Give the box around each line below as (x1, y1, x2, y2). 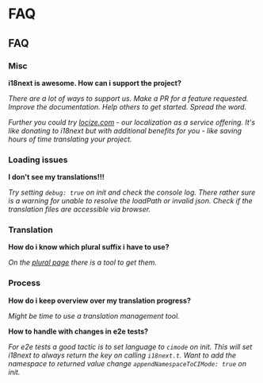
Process (8, 277, 41, 288)
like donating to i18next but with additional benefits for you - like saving (8, 126, 242, 135)
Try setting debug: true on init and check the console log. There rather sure (8, 188, 256, 197)
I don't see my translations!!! (8, 172, 105, 182)
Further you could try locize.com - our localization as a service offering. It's (8, 117, 256, 127)
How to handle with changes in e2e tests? (8, 327, 149, 336)
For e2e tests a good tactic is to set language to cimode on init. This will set (8, 342, 253, 351)
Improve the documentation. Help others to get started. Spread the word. (8, 102, 247, 111)
